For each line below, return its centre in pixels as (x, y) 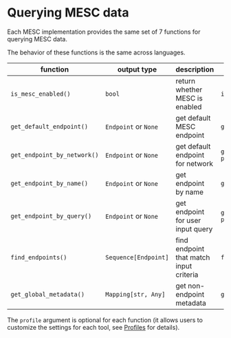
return (185, 81)
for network (194, 163)
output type (137, 69)
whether (189, 89)
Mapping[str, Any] (135, 294)
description (195, 69)
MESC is (189, 98)
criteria (187, 275)
